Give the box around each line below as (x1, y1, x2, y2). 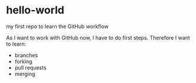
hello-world (6, 4, 65, 17)
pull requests (14, 64, 47, 71)
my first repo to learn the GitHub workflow (6, 23, 109, 30)
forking (14, 58, 32, 65)
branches (14, 51, 38, 58)
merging (14, 70, 35, 77)
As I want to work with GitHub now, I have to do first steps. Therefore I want (6, 34, 190, 41)
